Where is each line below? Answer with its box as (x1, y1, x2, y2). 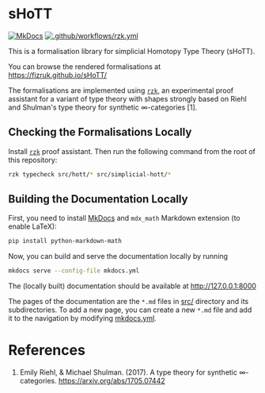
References (8, 341, 85, 360)
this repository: (8, 155, 58, 164)
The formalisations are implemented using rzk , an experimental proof (8, 85, 234, 95)
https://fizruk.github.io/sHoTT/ (8, 70, 108, 79)
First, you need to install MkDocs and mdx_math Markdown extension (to (8, 214, 240, 223)
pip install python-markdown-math (8, 237, 123, 245)
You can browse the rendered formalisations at (8, 61, 161, 71)
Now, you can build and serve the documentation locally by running (8, 252, 228, 261)
